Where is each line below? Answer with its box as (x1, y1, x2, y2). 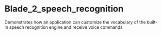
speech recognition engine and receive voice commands (9, 24, 123, 30)
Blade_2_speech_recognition (4, 3, 124, 14)
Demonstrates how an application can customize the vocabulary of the (4, 19, 146, 25)
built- (146, 19, 158, 25)
